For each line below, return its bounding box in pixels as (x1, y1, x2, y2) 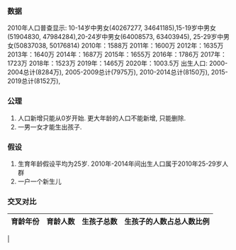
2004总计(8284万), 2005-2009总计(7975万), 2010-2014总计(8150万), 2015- (7, 68, 228, 76)
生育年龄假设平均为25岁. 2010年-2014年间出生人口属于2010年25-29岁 (17, 159, 223, 168)
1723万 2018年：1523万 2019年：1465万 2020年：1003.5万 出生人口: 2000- (7, 59, 228, 68)
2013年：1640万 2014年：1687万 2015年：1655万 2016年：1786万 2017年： (7, 50, 227, 59)
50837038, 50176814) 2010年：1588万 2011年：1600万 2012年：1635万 (16, 41, 224, 50)
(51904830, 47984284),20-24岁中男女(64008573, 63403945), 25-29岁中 (7, 33, 224, 41)
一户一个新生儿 (17, 177, 62, 186)
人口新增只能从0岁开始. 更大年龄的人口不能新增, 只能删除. (17, 113, 186, 122)
